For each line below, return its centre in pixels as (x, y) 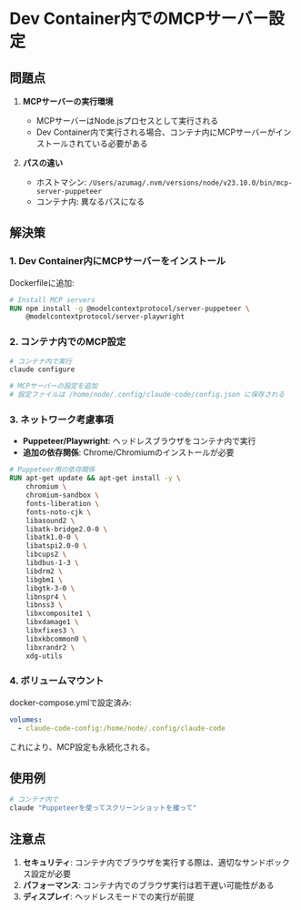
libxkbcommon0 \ (57, 639)
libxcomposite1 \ (59, 614)
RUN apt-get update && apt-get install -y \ (95, 479)
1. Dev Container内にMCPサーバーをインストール (117, 261)
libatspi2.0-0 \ (57, 546)
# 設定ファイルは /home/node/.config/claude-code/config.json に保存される (147, 395)
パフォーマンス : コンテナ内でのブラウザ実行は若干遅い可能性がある (148, 885)
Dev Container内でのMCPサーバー (139, 19)
